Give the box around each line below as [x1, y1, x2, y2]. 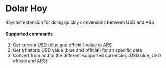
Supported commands [5, 31, 53, 37]
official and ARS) [12, 58, 48, 64]
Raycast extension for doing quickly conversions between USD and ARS [5, 19, 155, 25]
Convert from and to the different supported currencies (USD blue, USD [12, 53, 161, 59]
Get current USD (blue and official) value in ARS [12, 42, 112, 48]
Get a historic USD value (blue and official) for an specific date [12, 47, 142, 53]
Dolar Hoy [5, 3, 48, 14]
